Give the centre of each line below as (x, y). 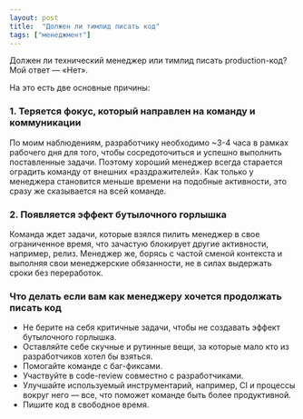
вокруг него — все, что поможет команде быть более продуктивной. (157, 395)
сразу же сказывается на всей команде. (88, 191)
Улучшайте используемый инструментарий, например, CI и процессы (159, 385)
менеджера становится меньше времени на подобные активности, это (148, 181)
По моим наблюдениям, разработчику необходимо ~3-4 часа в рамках (149, 143)
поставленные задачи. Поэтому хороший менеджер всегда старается (146, 162)
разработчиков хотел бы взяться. (88, 356)
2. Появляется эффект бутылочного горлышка (118, 214)
